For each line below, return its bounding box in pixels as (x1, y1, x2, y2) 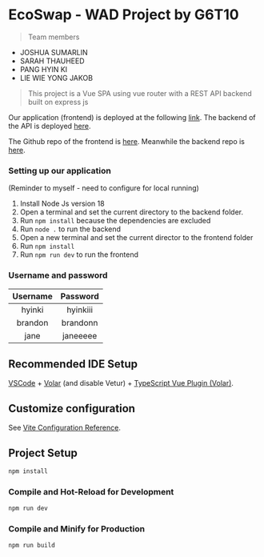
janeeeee (62, 330, 98, 341)
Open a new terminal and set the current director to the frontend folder (19, 233, 254, 242)
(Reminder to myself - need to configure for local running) (8, 183, 200, 193)
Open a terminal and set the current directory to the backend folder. (19, 207, 244, 217)
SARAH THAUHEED (19, 56, 86, 66)
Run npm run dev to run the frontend (19, 250, 138, 259)
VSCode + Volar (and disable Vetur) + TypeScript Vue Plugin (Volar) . (8, 379, 234, 388)
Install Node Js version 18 (19, 198, 106, 209)
